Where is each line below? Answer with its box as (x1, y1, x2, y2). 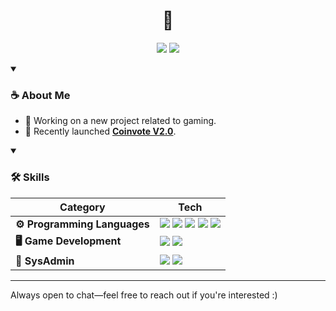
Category (59, 200, 106, 214)
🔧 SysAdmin (15, 254, 75, 268)
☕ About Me (10, 88, 71, 102)
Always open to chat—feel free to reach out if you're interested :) (10, 289, 278, 301)
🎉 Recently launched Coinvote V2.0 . (24, 125, 177, 138)
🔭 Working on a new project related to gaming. (24, 115, 217, 127)
